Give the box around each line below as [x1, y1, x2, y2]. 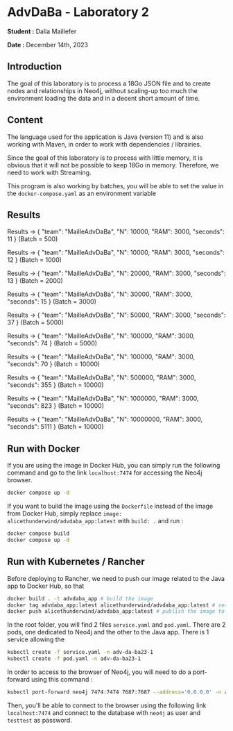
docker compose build [7, 530, 70, 537]
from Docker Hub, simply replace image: [7, 509, 123, 518]
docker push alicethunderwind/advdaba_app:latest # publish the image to [7, 608, 225, 615]
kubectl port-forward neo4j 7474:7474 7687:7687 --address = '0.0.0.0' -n [7, 689, 222, 696]
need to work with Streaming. [7, 168, 92, 176]
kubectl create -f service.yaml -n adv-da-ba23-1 [7, 649, 154, 656]
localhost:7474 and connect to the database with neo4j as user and [7, 708, 201, 716]
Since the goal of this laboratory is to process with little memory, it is [7, 154, 203, 162]
